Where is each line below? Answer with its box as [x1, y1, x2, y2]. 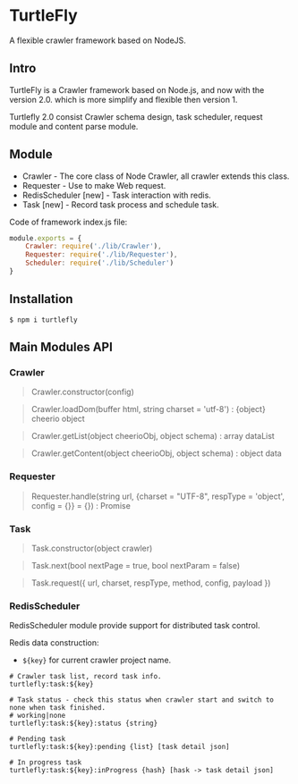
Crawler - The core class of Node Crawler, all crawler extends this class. [21, 171, 290, 181]
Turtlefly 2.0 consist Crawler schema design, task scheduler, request [9, 111, 263, 122]
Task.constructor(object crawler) [30, 543, 153, 554]
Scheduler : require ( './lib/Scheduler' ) [25, 258, 175, 268]
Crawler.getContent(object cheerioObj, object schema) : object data [30, 448, 282, 459]
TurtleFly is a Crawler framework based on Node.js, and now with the [9, 84, 265, 95]
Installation [9, 291, 73, 307]
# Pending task [9, 735, 66, 744]
